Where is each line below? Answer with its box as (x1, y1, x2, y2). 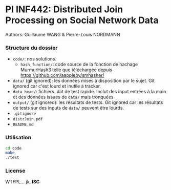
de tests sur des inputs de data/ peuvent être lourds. (12, 105, 124, 111)
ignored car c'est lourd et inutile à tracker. (12, 83, 101, 89)
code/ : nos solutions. (12, 56, 57, 62)
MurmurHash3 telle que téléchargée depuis (20, 67, 113, 73)
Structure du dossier (5, 44, 58, 51)
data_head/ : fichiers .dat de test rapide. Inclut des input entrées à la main (12, 89, 166, 95)
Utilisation (5, 134, 32, 141)
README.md (12, 122, 34, 128)
